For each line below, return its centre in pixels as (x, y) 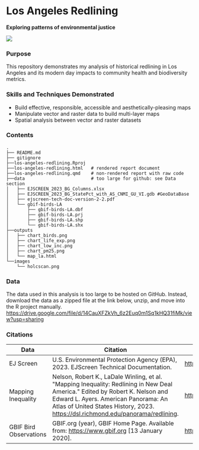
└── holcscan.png (38, 266)
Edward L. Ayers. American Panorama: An (110, 399)
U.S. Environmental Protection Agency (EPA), (115, 360)
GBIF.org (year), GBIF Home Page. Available (113, 423)
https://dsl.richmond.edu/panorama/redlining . (115, 414)
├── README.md (24, 153)
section (16, 184)
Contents (20, 135)
